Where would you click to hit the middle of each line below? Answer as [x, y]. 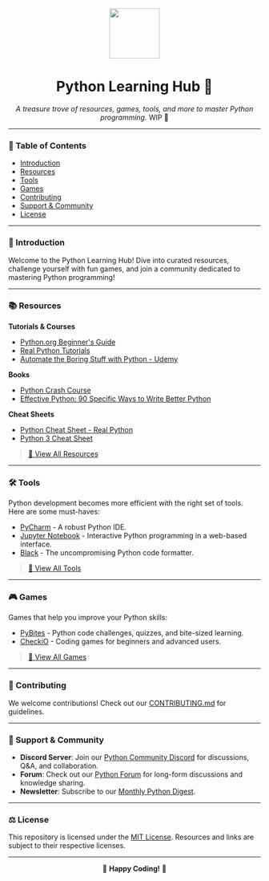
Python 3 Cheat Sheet [56, 438]
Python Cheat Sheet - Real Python [76, 429]
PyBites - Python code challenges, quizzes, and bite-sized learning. [132, 633]
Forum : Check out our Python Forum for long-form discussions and [131, 774]
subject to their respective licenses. [67, 846]
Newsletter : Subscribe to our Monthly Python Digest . [108, 792]
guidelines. [26, 711]
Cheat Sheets [31, 414]
